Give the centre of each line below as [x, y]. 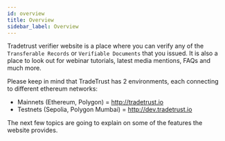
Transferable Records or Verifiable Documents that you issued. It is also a [112, 53]
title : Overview [30, 20]
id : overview [26, 13]
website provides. [33, 130]
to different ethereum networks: [53, 89]
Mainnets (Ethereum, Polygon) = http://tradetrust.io [90, 102]
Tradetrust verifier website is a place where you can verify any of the [106, 46]
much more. [24, 68]
